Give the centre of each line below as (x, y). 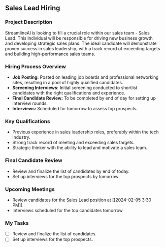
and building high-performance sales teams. (50, 54)
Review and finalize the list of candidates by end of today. (71, 171)
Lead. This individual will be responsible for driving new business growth (79, 38)
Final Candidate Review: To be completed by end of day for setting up (84, 98)
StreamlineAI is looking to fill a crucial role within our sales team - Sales (78, 33)
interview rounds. (30, 103)
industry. (21, 137)
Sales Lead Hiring (33, 8)
